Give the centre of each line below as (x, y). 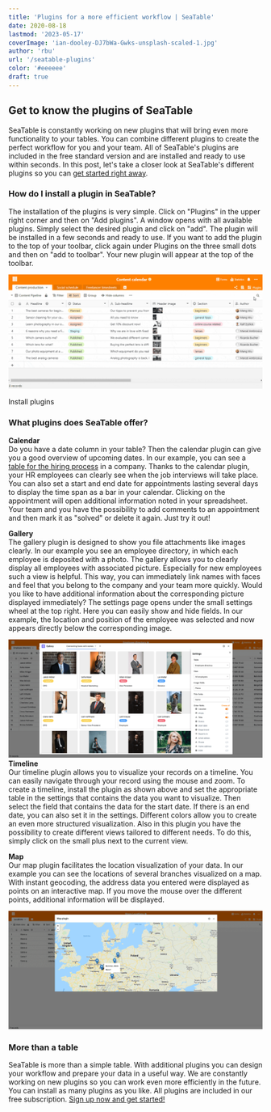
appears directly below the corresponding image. (90, 628)
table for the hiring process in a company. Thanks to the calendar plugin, (129, 466)
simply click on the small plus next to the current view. (98, 841)
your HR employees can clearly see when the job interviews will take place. (133, 475)
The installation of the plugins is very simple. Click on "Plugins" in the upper (134, 211)
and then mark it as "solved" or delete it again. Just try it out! (110, 518)
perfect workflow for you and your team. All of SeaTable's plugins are (124, 147)
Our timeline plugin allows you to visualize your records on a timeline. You (131, 772)
